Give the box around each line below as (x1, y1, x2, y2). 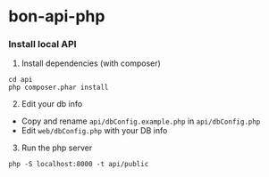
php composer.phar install (8, 83, 109, 93)
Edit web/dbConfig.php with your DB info (21, 125, 168, 136)
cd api (8, 76, 33, 84)
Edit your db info (21, 99, 83, 109)
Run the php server (21, 142, 93, 153)
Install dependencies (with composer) (21, 58, 162, 68)
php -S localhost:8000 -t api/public (8, 160, 149, 169)
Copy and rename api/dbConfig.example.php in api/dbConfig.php (21, 116, 261, 126)
